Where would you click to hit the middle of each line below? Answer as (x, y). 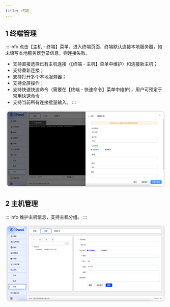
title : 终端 (17, 11)
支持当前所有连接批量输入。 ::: (44, 102)
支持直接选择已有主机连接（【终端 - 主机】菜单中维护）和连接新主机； (85, 64)
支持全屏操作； (28, 83)
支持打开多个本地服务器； (39, 77)
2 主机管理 (22, 204)
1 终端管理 (21, 34)
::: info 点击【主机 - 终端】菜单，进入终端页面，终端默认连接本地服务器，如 (84, 47)
